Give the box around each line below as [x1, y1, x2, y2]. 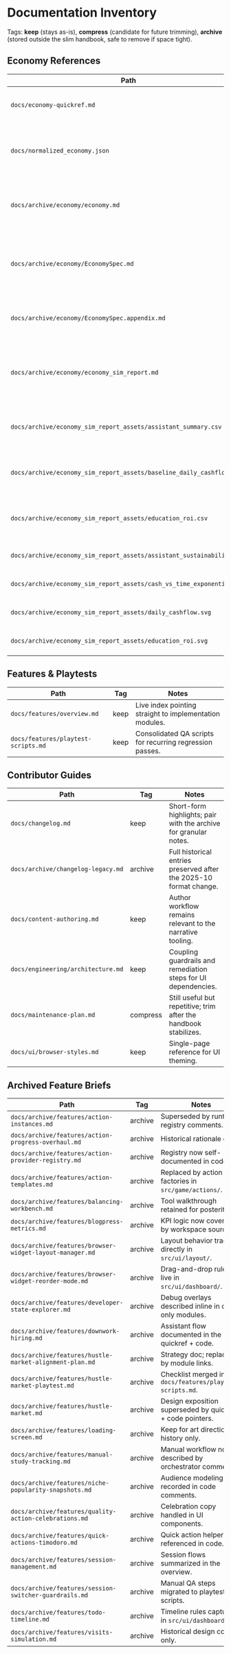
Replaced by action [160, 1168, 223, 1178]
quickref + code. [160, 1339, 214, 1348]
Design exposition [160, 1397, 219, 1406]
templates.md [10, 1180, 54, 1189]
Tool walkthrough [160, 1196, 217, 1206]
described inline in [160, 1301, 220, 1311]
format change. [168, 882, 219, 891]
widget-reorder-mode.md [10, 1277, 89, 1285]
